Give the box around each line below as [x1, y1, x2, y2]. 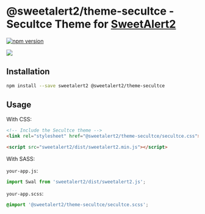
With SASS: [6, 155, 35, 163]
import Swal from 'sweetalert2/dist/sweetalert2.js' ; [6, 179, 146, 185]
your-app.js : [6, 167, 38, 174]
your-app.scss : [6, 190, 44, 197]
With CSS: [6, 116, 32, 123]
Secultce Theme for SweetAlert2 [6, 17, 176, 31]
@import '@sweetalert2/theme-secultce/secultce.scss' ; [6, 201, 149, 208]
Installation [6, 66, 50, 77]
